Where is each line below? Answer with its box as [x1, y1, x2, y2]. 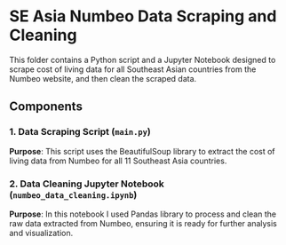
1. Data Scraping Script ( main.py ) [9, 126, 151, 138]
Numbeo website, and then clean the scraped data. [9, 73, 197, 83]
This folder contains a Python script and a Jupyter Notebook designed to [9, 54, 276, 65]
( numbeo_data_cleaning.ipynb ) [9, 188, 138, 201]
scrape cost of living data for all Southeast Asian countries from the [9, 64, 257, 75]
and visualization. [9, 227, 74, 238]
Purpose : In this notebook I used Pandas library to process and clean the [9, 209, 277, 219]
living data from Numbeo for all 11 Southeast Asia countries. [9, 155, 227, 166]
